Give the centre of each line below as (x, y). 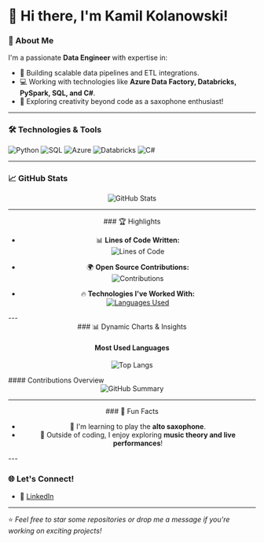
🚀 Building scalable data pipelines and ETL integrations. (109, 73)
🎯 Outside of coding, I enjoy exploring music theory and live (138, 435)
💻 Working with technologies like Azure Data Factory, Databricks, (128, 82)
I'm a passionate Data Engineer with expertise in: (88, 57)
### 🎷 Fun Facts (132, 412)
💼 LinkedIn (37, 496)
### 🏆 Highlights (132, 222)
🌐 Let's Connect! (41, 479)
